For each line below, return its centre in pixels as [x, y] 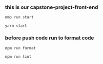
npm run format [21, 48]
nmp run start [20, 17]
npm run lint [18, 56]
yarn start [16, 26]
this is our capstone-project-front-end [52, 7]
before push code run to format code [50, 38]
